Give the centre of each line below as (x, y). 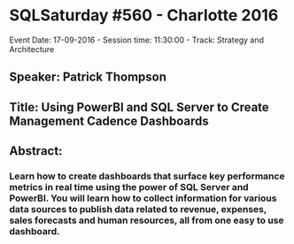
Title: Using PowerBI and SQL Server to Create (139, 107)
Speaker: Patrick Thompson (88, 77)
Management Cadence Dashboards (109, 121)
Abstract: (36, 151)
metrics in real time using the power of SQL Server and (129, 187)
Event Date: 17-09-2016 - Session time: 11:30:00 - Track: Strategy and (136, 40)
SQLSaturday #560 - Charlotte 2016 (144, 15)
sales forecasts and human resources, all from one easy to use (147, 220)
